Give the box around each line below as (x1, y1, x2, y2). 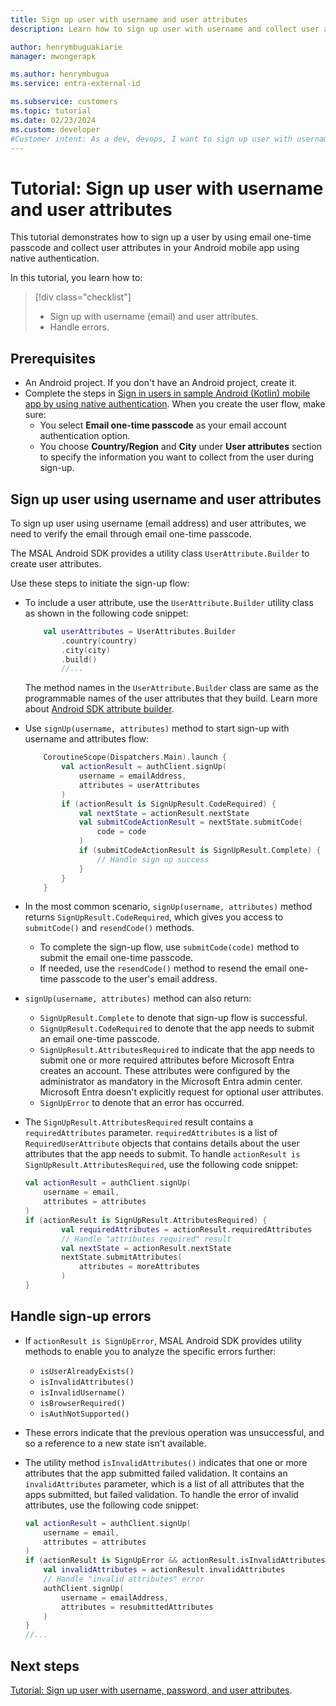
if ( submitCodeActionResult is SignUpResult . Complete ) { (78, 846, 322, 856)
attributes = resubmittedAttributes (61, 1602, 214, 1612)
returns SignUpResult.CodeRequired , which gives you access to (24, 911, 284, 923)
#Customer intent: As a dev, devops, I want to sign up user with (10, 134, 293, 144)
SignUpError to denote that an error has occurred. (39, 1097, 245, 1109)
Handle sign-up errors (10, 1308, 152, 1325)
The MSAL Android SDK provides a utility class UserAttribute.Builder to (10, 547, 310, 559)
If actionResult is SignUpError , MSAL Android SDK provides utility (24, 1334, 303, 1346)
